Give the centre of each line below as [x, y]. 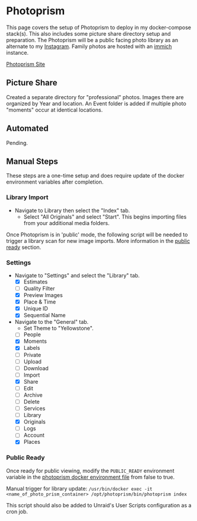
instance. [18, 52]
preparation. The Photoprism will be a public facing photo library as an [92, 40]
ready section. [24, 247]
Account [34, 435]
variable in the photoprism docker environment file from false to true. [90, 477]
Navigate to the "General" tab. [52, 322]
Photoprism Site [26, 64]
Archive [33, 395]
